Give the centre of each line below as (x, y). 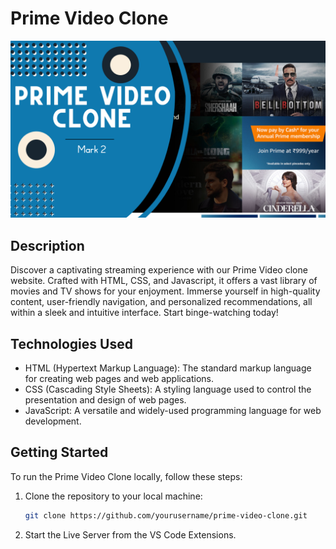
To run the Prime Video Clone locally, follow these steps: (126, 476)
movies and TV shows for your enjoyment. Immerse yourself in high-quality (165, 291)
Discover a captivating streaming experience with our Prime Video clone (159, 270)
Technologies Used (71, 343)
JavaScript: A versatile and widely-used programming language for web (173, 411)
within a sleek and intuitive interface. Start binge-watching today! (144, 313)
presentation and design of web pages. (105, 400)
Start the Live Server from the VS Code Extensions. (130, 534)
